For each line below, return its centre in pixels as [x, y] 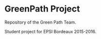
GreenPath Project [42, 9]
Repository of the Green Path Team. [40, 22]
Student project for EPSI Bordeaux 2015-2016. [50, 31]
